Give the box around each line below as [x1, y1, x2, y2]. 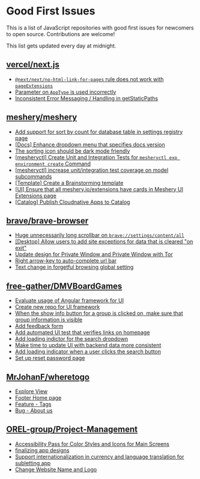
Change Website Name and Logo [14, 466, 97, 473]
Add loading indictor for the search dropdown [14, 335, 128, 343]
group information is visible [14, 316, 83, 323]
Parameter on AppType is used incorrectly [14, 88, 117, 96]
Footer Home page [14, 394, 62, 401]
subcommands [14, 172, 52, 180]
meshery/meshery [6, 112, 77, 123]
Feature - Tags [14, 401, 52, 407]
